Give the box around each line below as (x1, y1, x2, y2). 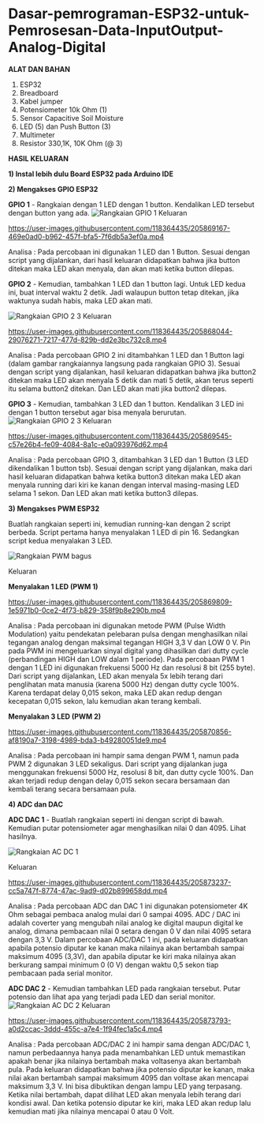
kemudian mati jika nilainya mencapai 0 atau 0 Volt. (8, 1107, 175, 1116)
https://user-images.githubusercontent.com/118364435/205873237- (8, 878, 232, 887)
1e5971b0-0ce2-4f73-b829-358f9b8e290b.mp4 (8, 605, 166, 615)
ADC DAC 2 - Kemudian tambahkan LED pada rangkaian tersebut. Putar (8, 983, 241, 993)
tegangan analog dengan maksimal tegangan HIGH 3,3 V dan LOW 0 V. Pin (8, 637, 251, 647)
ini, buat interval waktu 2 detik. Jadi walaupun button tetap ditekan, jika (8, 288, 240, 297)
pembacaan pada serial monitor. (8, 968, 113, 978)
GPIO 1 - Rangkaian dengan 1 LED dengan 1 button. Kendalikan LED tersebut (8, 199, 255, 209)
